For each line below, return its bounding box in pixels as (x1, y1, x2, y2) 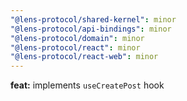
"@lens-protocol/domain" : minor (10, 33, 145, 43)
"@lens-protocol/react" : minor (10, 42, 141, 53)
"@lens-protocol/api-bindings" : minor (10, 24, 172, 34)
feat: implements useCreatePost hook (10, 79, 165, 91)
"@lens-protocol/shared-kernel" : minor (10, 14, 177, 25)
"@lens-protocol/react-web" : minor (10, 52, 159, 62)
